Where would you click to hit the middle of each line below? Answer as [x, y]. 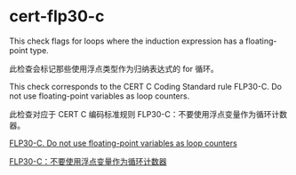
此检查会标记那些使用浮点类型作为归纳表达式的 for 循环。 [114, 68]
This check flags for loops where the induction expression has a [127, 41]
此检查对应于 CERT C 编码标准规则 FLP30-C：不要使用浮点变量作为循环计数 [148, 114]
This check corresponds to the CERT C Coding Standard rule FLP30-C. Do [146, 86]
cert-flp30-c [57, 16]
